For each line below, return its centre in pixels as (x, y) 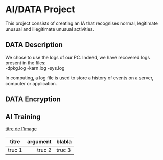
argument (39, 141)
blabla (64, 141)
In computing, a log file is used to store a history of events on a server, (79, 78)
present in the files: (26, 63)
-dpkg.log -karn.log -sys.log (35, 68)
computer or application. (31, 83)
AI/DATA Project (40, 9)
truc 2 (44, 150)
